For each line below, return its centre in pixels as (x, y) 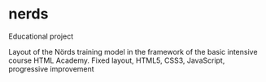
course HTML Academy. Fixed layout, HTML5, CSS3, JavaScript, (117, 60)
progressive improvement (52, 68)
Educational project (41, 36)
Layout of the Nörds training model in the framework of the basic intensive (133, 51)
